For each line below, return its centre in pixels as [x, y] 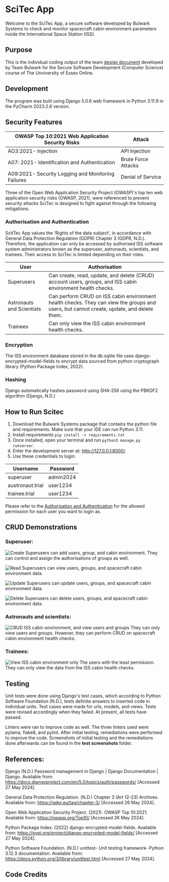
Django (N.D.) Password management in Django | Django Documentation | [82, 771]
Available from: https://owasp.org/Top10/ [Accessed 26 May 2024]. [75, 817]
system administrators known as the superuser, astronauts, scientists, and [82, 249]
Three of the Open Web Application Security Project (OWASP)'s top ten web [84, 192]
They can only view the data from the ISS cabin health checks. [70, 668]
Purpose [19, 50]
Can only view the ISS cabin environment [97, 323]
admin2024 [62, 477]
